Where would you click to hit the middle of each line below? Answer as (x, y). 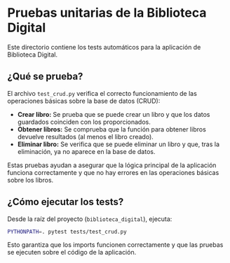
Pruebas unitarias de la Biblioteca (107, 13)
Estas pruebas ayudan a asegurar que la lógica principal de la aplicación (112, 165)
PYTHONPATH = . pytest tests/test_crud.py (67, 232)
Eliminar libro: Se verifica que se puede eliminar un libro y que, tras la (118, 144)
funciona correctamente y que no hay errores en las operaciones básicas (113, 172)
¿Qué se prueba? (45, 77)
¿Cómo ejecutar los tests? (66, 202)
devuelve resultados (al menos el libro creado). (86, 136)
